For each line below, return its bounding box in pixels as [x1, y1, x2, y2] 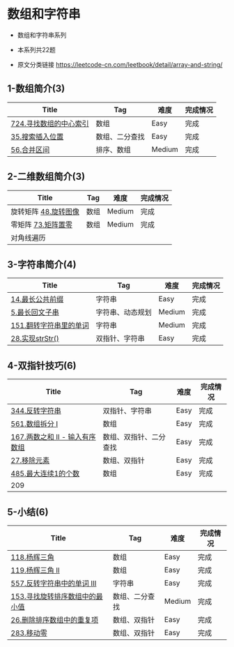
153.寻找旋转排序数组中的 [10, 592, 96, 601]
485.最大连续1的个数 [10, 469, 80, 478]
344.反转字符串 [10, 406, 61, 416]
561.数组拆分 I [10, 419, 58, 429]
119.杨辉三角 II [10, 565, 61, 575]
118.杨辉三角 [10, 552, 54, 562]
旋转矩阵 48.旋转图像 [10, 206, 80, 216]
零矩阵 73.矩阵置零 [10, 220, 73, 229]
